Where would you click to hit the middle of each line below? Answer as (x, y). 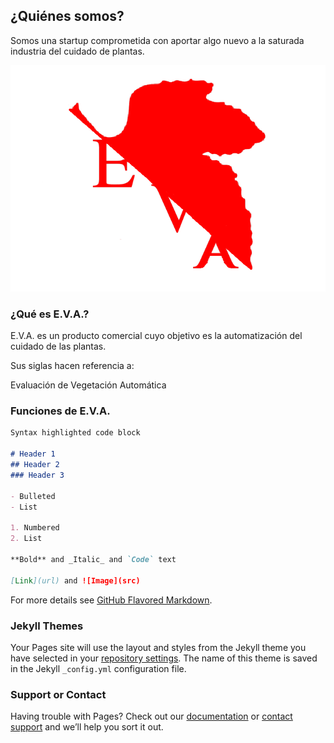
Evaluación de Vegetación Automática (88, 385)
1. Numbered (35, 528)
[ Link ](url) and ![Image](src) (75, 580)
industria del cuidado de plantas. (77, 51)
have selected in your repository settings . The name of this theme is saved (164, 658)
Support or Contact (58, 694)
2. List (26, 539)
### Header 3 (37, 475)
